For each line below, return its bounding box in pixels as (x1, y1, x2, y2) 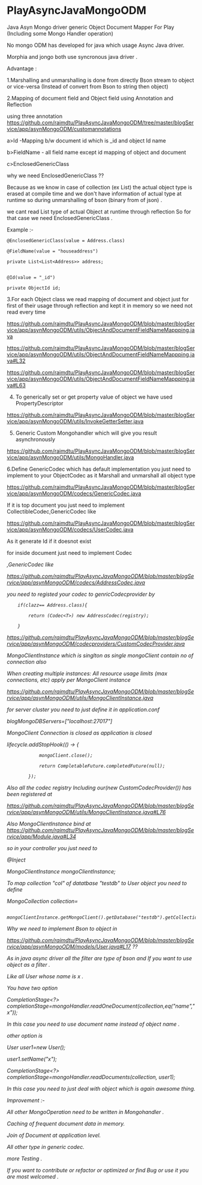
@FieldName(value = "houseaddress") (7, 248, 98, 254)
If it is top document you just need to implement (7, 501, 125, 509)
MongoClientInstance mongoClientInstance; (7, 868, 116, 875)
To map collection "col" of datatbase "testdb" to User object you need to (7, 879, 188, 887)
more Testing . (7, 1155, 43, 1162)
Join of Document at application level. (7, 1131, 101, 1139)
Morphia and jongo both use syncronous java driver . (7, 53, 137, 60)
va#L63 (7, 381, 26, 388)
